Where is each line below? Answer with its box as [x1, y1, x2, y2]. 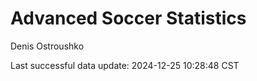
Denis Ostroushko [10, 40, 85, 52]
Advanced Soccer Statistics [10, 7, 247, 30]
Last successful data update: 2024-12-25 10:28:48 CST [10, 59, 240, 71]
